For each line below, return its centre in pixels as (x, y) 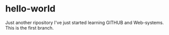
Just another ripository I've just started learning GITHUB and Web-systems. (84, 22)
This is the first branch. (30, 27)
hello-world (31, 9)
